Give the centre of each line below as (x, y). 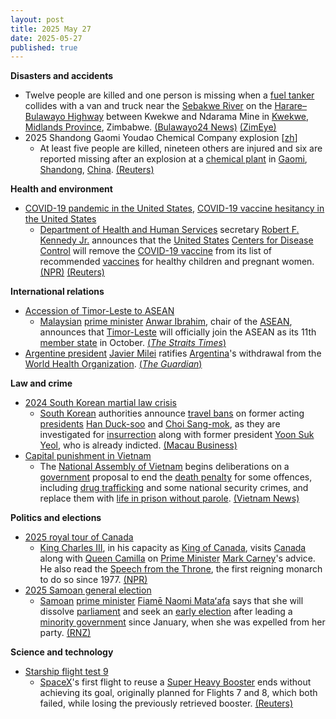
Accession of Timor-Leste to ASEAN (99, 311)
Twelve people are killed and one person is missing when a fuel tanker (169, 95)
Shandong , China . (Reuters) (97, 170)
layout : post (37, 19)
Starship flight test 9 (66, 672)
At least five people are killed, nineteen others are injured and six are (181, 148)
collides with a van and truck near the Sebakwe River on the (148, 106)
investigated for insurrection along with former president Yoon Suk (177, 435)
